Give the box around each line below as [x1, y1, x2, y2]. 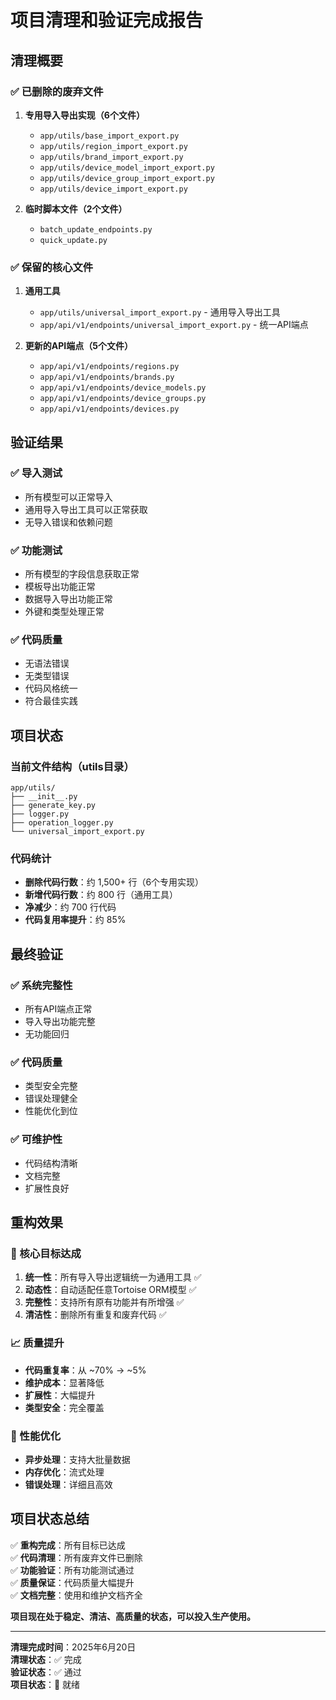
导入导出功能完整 [24, 1016, 96, 1028]
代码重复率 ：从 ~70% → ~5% [24, 1364, 147, 1376]
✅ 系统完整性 [10, 978, 73, 992]
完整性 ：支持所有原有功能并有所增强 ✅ [24, 1296, 185, 1308]
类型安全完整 [24, 1080, 78, 1092]
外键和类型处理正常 [24, 606, 105, 618]
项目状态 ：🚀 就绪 [10, 1678, 81, 1690]
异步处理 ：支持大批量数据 [24, 1454, 131, 1465]
